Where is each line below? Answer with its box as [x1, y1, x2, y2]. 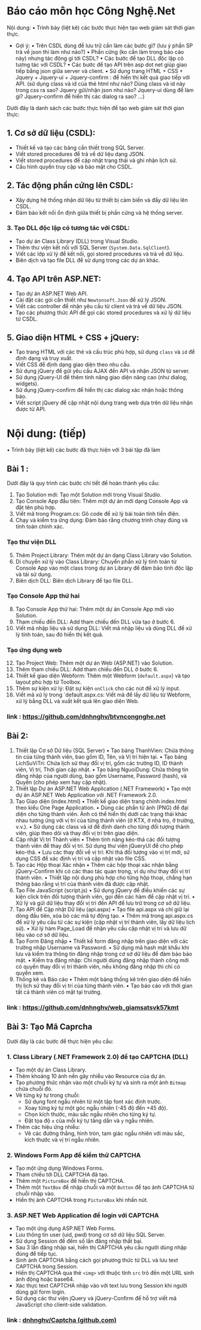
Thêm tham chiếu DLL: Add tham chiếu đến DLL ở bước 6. [15, 666, 159, 673]
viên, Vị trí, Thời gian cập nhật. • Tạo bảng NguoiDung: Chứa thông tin [15, 766, 189, 773]
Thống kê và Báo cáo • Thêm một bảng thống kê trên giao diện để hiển [15, 975, 191, 982]
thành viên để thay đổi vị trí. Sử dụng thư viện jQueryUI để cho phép [15, 842, 184, 849]
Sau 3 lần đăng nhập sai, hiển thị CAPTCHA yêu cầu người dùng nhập [15, 1244, 187, 1251]
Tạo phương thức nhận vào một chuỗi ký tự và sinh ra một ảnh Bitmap [15, 1079, 186, 1086]
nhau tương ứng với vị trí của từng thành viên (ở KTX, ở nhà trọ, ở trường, [15, 817, 195, 824]
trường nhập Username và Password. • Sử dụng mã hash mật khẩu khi [15, 944, 190, 951]
